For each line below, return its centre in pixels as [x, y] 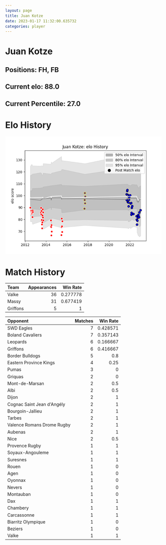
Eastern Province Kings [31, 363]
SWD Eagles [20, 328]
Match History [35, 272]
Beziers [15, 529]
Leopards [17, 342]
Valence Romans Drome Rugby [39, 425]
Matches [84, 321]
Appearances [42, 287]
